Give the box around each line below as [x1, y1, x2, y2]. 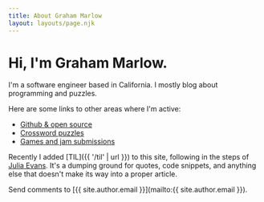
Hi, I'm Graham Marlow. [8, 54, 168, 72]
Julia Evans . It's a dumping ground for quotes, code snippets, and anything [8, 161, 257, 171]
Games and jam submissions [19, 137, 116, 147]
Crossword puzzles [19, 128, 84, 138]
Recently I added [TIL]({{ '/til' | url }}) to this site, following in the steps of [8, 152, 250, 162]
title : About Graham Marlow [8, 11, 103, 20]
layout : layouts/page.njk [8, 19, 95, 27]
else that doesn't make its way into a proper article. [8, 169, 178, 179]
